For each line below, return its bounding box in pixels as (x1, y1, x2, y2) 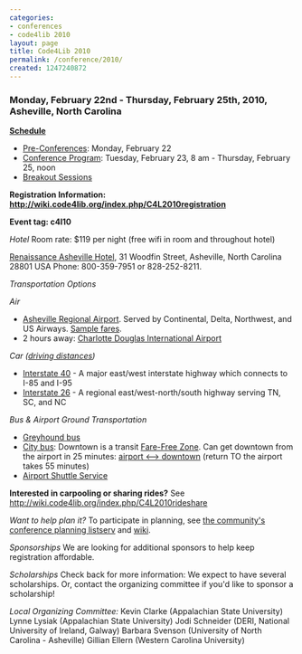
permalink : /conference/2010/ (9, 55, 124, 64)
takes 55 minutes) (22, 460, 90, 471)
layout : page (9, 38, 59, 48)
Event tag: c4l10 (9, 216, 72, 227)
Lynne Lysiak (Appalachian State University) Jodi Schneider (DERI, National (9, 616, 290, 627)
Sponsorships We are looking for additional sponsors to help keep (9, 542, 255, 553)
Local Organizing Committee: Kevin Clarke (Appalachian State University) (9, 606, 283, 617)
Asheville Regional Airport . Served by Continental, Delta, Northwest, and (22, 314, 292, 325)
